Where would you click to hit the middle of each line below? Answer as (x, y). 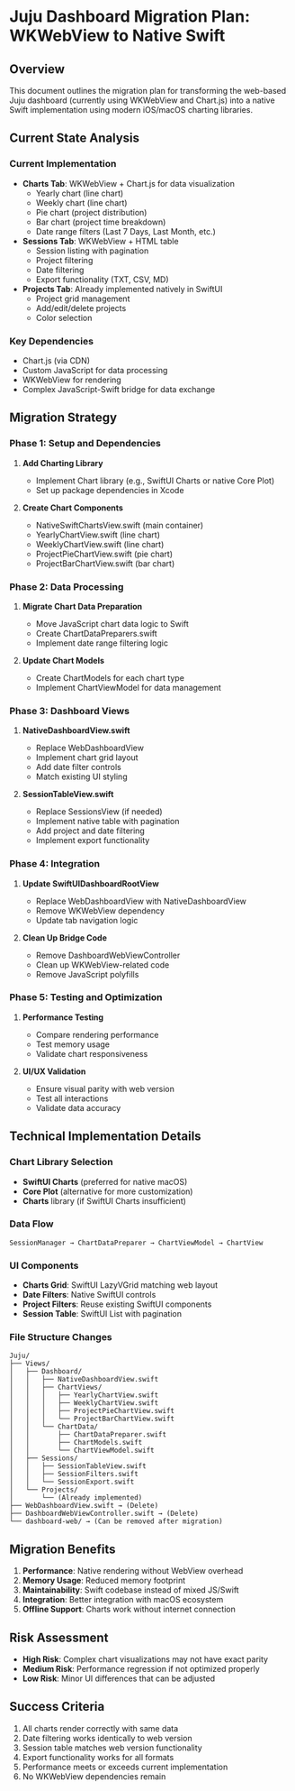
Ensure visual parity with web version (105, 1088)
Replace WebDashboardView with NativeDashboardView (141, 901)
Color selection (64, 317)
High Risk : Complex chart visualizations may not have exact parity (145, 1659)
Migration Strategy (63, 418)
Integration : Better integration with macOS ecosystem (123, 1600)
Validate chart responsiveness (92, 1053)
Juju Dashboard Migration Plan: (130, 17)
